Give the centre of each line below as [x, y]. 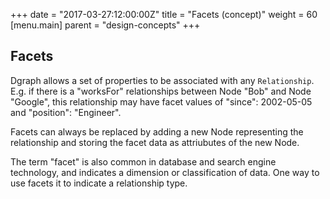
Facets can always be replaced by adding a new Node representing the [157, 131]
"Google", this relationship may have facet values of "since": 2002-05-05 [161, 101]
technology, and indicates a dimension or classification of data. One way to [165, 172]
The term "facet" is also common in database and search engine [143, 161]
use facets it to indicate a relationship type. [99, 183]
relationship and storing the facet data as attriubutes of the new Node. [155, 142]
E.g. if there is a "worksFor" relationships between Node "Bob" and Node [161, 91]
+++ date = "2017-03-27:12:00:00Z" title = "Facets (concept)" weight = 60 [164, 14]
